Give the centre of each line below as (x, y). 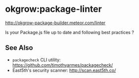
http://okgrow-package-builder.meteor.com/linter (55, 23)
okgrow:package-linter (54, 9)
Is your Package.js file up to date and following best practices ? (70, 32)
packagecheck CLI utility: (36, 60)
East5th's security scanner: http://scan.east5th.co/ (64, 70)
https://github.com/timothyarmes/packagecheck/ (63, 65)
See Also (19, 48)
